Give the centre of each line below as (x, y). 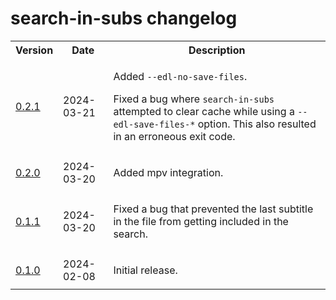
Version (34, 50)
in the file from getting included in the (201, 221)
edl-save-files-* (154, 124)
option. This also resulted (257, 124)
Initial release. (145, 270)
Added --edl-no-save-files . (180, 76)
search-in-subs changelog (124, 18)
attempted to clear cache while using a (204, 111)
